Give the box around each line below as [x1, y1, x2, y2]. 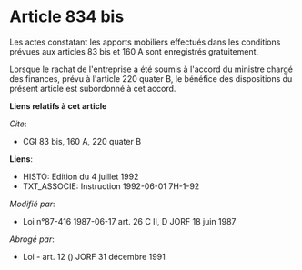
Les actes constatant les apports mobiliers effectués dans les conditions [9, 36, 281, 47]
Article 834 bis [9, 6, 125, 27]
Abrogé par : [9, 234, 55, 245]
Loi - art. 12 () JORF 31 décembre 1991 [22, 251, 166, 262]
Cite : [9, 118, 27, 129]
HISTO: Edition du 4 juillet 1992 [22, 171, 139, 182]
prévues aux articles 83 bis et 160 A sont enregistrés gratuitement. [9, 45, 259, 56]
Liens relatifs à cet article [9, 100, 107, 111]
